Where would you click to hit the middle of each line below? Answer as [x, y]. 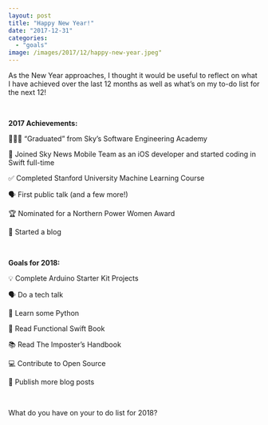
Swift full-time [32, 163]
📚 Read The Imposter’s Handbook [65, 344]
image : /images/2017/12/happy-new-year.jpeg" [85, 53]
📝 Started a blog [35, 232]
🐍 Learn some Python [44, 313]
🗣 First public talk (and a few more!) [69, 195]
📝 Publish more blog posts [51, 382]
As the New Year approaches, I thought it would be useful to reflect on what [133, 75]
